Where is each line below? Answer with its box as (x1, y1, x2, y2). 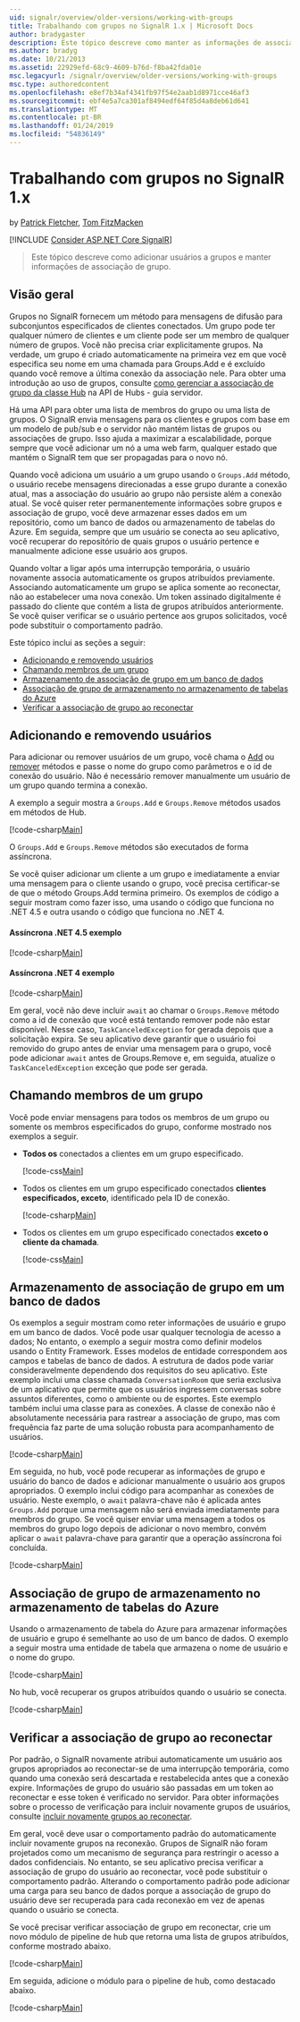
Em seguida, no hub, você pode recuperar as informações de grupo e (9, 1466, 266, 1478)
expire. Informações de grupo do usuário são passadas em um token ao (9, 1783, 274, 1794)
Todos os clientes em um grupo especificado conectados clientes (21, 1183, 267, 1194)
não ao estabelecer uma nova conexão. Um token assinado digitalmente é (9, 591, 281, 602)
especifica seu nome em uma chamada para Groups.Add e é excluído (9, 358, 266, 369)
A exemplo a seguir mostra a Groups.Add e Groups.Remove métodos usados (9, 798, 281, 809)
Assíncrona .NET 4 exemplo (9, 968, 115, 979)
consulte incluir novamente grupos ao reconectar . (9, 1811, 193, 1822)
